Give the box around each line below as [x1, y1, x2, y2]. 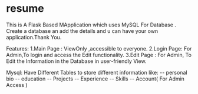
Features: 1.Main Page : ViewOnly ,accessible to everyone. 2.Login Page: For [6, 45, 192, 52]
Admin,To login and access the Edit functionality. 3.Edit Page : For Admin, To [6, 51, 192, 58]
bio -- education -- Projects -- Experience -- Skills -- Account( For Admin [6, 75, 184, 82]
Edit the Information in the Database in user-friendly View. [6, 58, 147, 65]
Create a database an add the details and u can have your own [6, 27, 159, 34]
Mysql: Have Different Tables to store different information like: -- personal [6, 69, 187, 76]
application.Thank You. [6, 33, 62, 41]
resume [6, 2, 44, 15]
